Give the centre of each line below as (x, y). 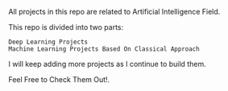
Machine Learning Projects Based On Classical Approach (104, 49)
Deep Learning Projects (48, 42)
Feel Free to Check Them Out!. (59, 79)
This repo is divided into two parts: (66, 27)
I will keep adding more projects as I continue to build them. (108, 64)
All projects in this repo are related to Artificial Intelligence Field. (114, 12)
